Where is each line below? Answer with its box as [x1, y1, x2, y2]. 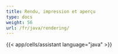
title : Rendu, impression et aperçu [6, 8, 96, 15]
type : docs [6, 14, 33, 20]
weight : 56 [6, 19, 33, 25]
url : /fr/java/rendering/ [6, 25, 69, 31]
